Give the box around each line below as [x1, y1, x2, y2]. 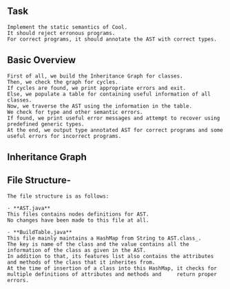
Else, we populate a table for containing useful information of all [7, 91, 211, 97]
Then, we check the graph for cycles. [7, 78, 118, 85]
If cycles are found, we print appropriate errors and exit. [7, 84, 187, 91]
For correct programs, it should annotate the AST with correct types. [7, 36, 217, 43]
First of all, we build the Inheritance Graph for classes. [7, 72, 184, 80]
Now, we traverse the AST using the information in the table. [7, 102, 193, 109]
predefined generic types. [7, 120, 85, 128]
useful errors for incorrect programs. [7, 132, 122, 139]
